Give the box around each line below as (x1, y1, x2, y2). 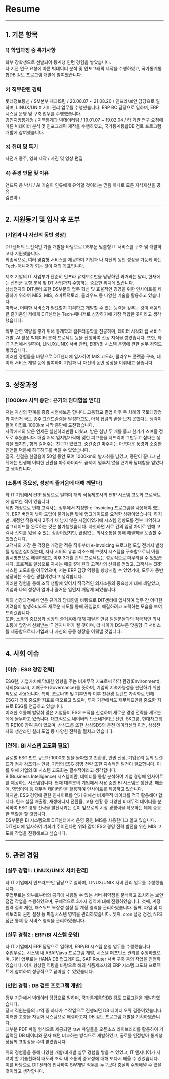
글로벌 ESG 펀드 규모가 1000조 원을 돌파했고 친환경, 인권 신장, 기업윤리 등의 (5, 755, 154, 761)
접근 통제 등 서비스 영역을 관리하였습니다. (5, 917, 86, 923)
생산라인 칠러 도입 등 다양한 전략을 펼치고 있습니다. (14, 728, 114, 734)
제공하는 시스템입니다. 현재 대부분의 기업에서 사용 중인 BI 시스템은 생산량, (10, 780, 154, 786)
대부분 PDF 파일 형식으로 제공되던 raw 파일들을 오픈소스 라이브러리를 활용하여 (5, 1026, 158, 1032)
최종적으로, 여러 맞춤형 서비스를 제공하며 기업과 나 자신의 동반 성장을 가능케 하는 (5, 257, 162, 263)
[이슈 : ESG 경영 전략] (5, 666, 55, 673)
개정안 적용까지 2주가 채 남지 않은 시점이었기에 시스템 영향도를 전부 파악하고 (12, 517, 161, 523)
